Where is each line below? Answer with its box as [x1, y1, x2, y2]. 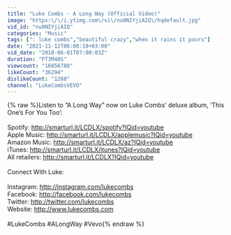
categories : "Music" [7, 29, 68, 37]
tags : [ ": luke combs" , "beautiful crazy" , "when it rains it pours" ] [7, 36, 211, 43]
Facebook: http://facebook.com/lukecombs [7, 190, 132, 199]
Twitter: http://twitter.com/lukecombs [7, 197, 114, 206]
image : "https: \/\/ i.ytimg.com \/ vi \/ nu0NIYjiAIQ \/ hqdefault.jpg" [7, 17, 201, 24]
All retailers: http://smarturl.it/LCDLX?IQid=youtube [7, 153, 154, 162]
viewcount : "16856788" [7, 62, 73, 69]
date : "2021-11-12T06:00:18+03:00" [7, 43, 111, 50]
